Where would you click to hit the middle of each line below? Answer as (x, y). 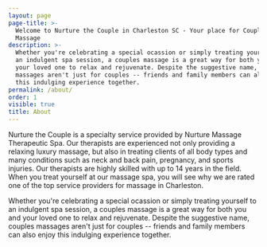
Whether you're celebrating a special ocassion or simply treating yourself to (132, 201)
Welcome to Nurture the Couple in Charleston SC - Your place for (128, 30)
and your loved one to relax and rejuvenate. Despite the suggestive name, (129, 218)
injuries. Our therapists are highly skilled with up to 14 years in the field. (125, 169)
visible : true (32, 104)
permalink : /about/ (41, 90)
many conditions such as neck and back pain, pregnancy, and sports (121, 160)
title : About (30, 112)
